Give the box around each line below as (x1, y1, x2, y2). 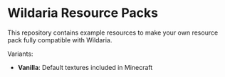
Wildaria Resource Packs (7, 5, 159, 21)
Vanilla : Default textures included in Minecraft (17, 63, 153, 71)
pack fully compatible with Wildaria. (7, 35, 112, 44)
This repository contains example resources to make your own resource (7, 28, 219, 37)
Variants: (7, 49, 33, 58)
